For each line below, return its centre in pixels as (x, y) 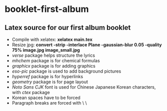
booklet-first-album (47, 9)
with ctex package (31, 92)
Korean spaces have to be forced (46, 98)
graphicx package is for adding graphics (53, 66)
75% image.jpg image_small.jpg (46, 50)
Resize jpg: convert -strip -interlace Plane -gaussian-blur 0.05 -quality (87, 45)
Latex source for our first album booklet (68, 28)
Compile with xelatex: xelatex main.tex (52, 39)
